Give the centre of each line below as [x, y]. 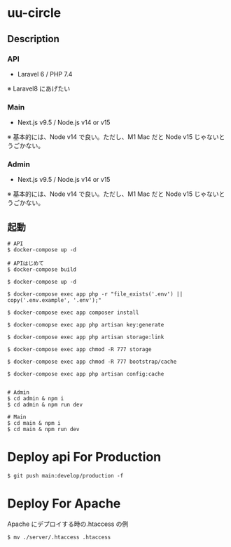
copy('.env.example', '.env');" [54, 301]
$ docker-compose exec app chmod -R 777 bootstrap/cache [92, 362]
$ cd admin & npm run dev [45, 405]
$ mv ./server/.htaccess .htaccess [59, 538]
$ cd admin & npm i [36, 399]
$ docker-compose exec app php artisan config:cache [86, 374]
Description [33, 39]
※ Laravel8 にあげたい [39, 88]
